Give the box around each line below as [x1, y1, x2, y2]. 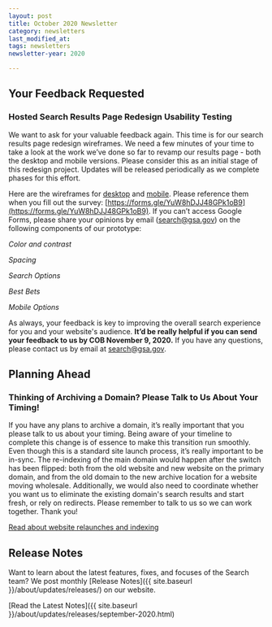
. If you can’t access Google [149, 206, 242, 216]
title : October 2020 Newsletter [8, 20, 118, 28]
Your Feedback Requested [8, 87, 145, 101]
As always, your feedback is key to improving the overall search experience [8, 318, 261, 328]
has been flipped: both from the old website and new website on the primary [8, 464, 265, 473]
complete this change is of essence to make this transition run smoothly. [8, 438, 251, 447]
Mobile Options [8, 302, 59, 311]
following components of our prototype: [8, 223, 142, 233]
